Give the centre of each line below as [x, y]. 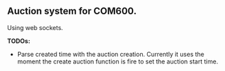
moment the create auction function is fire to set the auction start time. [118, 61]
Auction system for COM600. [72, 11]
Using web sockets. [35, 27]
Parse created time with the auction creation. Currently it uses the [111, 54]
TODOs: [19, 41]
